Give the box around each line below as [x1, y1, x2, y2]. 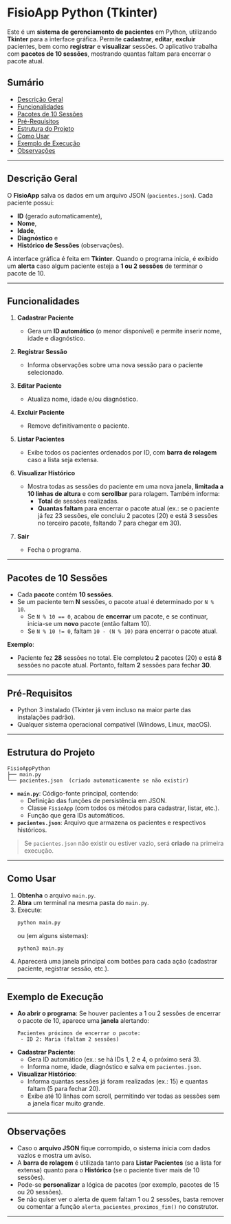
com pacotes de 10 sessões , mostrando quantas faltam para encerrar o [7, 50, 212, 58]
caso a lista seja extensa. [27, 456, 99, 464]
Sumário [7, 77, 45, 89]
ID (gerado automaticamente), [16, 211, 102, 220]
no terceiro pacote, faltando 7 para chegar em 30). [37, 519, 181, 528]
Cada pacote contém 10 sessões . [16, 590, 113, 599]
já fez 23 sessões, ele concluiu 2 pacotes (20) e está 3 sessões [37, 512, 218, 520]
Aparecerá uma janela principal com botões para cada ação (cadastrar [16, 957, 218, 966]
